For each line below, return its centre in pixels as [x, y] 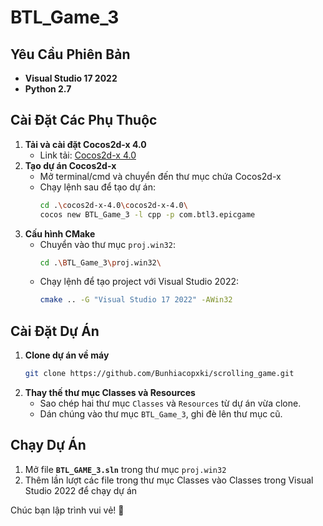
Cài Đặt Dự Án [55, 331]
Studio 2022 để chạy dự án [81, 490]
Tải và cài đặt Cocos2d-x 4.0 [85, 144]
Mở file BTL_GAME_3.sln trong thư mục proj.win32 [125, 469]
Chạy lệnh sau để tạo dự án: [97, 187]
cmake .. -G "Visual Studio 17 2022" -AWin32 [136, 300]
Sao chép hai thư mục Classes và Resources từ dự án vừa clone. [170, 403]
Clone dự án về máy [67, 355]
